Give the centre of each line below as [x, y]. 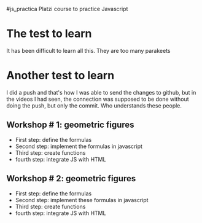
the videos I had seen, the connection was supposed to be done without [98, 99]
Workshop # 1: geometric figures [70, 125]
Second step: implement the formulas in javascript [79, 146]
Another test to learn [60, 76]
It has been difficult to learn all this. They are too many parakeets [88, 50]
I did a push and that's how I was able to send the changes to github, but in [101, 92]
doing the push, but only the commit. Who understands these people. [94, 105]
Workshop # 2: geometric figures [71, 178]
